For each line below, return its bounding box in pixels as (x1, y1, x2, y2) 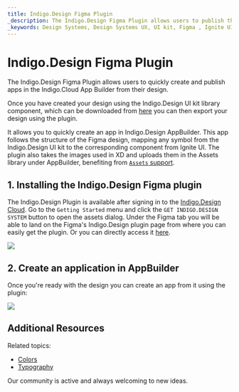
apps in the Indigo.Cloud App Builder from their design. (7, 85, 169, 94)
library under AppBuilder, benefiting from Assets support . (7, 158, 175, 167)
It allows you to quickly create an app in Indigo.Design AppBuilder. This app (7, 128, 229, 137)
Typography (17, 362, 54, 371)
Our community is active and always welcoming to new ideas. (7, 376, 188, 385)
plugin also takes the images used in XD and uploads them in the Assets (7, 151, 219, 159)
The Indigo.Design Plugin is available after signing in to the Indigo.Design (7, 198, 222, 206)
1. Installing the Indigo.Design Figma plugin (7, 179, 202, 191)
